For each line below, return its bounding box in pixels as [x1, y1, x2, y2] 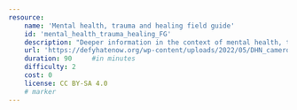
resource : [8, 12, 45, 22]
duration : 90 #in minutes [24, 54, 137, 63]
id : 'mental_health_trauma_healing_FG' [24, 29, 172, 38]
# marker [24, 87, 57, 96]
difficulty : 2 [24, 63, 76, 72]
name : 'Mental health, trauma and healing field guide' [24, 21, 236, 30]
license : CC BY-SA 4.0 [24, 79, 108, 88]
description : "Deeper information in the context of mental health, [24, 37, 283, 47]
